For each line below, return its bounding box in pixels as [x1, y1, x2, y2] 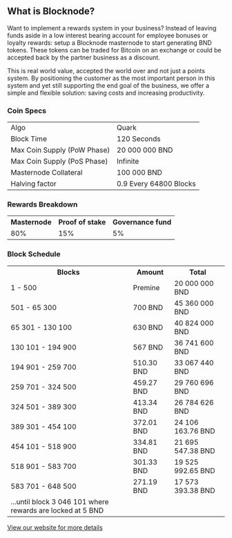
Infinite [116, 157, 139, 166]
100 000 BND [116, 168, 162, 177]
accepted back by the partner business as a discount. [7, 53, 160, 61]
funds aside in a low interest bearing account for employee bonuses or [7, 31, 209, 39]
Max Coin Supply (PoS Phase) [10, 157, 108, 166]
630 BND [133, 323, 164, 332]
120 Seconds [116, 134, 161, 144]
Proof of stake [58, 218, 106, 227]
